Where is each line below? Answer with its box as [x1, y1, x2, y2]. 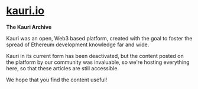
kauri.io [6, 4, 45, 18]
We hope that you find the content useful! [6, 76, 108, 83]
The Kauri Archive [6, 23, 52, 30]
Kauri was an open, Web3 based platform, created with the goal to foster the [6, 35, 193, 42]
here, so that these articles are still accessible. [6, 64, 119, 71]
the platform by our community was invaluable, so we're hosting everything [6, 59, 190, 66]
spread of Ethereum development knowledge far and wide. [6, 41, 150, 48]
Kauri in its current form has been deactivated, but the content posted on [6, 52, 184, 59]
